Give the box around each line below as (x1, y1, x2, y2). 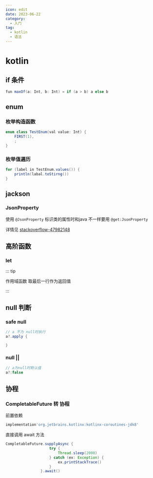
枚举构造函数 (5, 118, 36, 125)
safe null (5, 318, 26, 325)
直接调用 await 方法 (5, 432, 45, 437)
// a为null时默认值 (5, 365, 41, 370)
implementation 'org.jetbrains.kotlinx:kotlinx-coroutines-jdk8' (5, 422, 139, 427)
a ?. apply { (5, 334, 28, 339)
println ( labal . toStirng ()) (14, 172, 69, 177)
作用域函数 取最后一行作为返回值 (5, 278, 71, 284)
